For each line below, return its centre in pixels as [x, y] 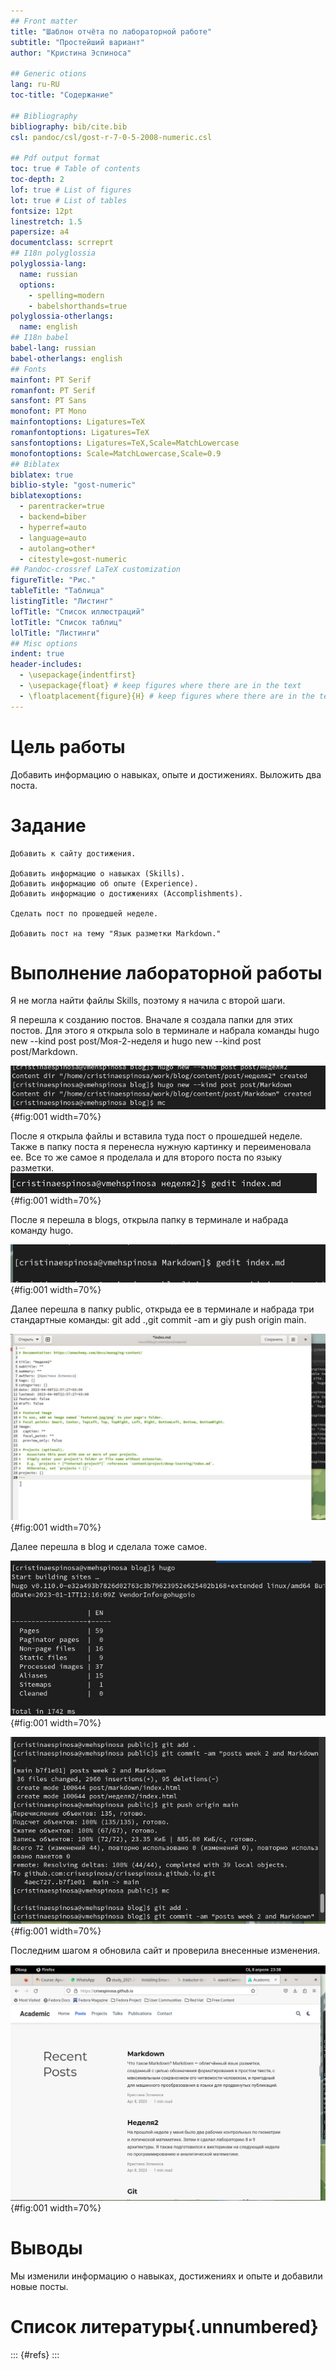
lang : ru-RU [35, 85]
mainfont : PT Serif [51, 380]
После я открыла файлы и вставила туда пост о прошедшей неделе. [156, 1136]
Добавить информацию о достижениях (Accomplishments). [127, 893]
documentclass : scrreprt [62, 243]
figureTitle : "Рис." [53, 580]
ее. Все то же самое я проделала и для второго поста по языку [146, 1157]
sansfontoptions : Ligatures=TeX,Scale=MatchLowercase [125, 443]
